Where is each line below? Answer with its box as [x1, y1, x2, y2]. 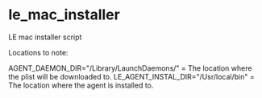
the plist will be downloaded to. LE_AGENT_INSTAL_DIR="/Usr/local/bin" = [8, 71, 256, 81]
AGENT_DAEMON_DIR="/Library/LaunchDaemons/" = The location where [8, 63, 252, 73]
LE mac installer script [8, 32, 82, 42]
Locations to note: [8, 47, 69, 57]
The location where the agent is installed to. [8, 80, 154, 90]
